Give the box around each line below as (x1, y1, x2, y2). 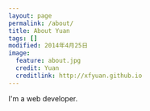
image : (8, 49, 31, 57)
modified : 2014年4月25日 (8, 42, 89, 50)
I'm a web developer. (8, 93, 78, 103)
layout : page (8, 11, 52, 20)
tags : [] (8, 34, 38, 43)
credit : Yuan (15, 64, 60, 72)
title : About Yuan (8, 27, 70, 35)
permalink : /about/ (8, 19, 74, 27)
